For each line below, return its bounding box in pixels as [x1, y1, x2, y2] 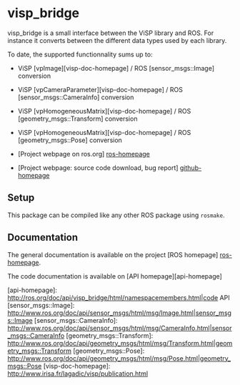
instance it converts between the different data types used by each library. [7, 36, 227, 44]
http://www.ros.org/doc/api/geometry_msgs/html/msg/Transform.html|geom [7, 339, 233, 347]
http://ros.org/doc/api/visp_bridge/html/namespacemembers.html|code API [7, 293, 230, 301]
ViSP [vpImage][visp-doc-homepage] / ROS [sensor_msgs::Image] [17, 64, 215, 72]
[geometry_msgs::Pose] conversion [17, 136, 123, 144]
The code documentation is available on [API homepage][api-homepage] [7, 271, 223, 280]
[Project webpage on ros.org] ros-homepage [17, 149, 150, 158]
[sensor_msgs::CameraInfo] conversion [17, 93, 134, 101]
